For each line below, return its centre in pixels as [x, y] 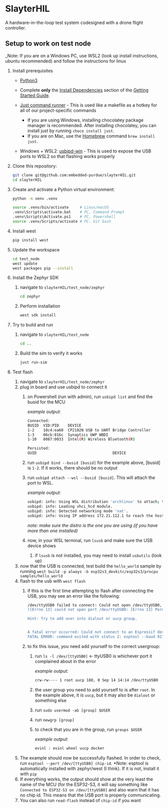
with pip [28, 773]
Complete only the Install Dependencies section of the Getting [84, 90]
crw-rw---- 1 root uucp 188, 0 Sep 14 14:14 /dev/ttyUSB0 [96, 680]
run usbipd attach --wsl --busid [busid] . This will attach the [91, 477]
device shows [41, 545]
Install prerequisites [33, 70]
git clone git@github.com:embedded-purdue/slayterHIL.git [74, 175]
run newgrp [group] [55, 719]
